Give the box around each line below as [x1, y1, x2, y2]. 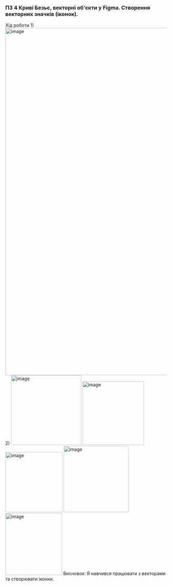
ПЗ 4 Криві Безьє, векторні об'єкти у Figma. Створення [5, 4, 150, 11]
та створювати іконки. [5, 576, 54, 582]
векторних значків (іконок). [5, 10, 78, 17]
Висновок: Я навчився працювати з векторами [63, 571, 166, 577]
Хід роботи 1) [5, 22, 34, 28]
